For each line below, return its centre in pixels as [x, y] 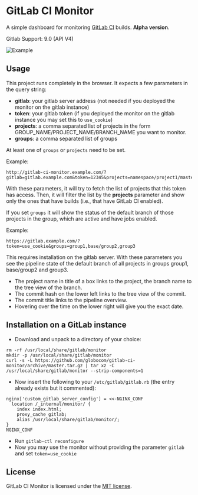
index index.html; [39, 409]
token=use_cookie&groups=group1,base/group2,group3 [71, 246]
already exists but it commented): [55, 388]
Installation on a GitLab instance [66, 325]
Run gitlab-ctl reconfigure [49, 441]
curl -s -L [19, 360]
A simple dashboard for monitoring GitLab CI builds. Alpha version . [88, 27]
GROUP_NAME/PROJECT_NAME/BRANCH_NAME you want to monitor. [100, 132]
